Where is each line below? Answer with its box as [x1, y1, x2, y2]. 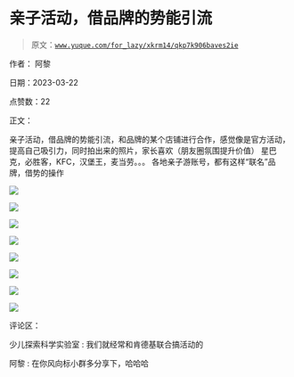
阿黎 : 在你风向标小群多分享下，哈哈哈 [9, 357, 149, 368]
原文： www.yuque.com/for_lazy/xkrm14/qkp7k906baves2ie [30, 39, 239, 50]
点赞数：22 [9, 95, 51, 107]
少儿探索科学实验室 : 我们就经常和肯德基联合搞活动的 [9, 339, 203, 349]
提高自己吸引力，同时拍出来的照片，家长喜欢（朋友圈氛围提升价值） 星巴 [9, 144, 277, 156]
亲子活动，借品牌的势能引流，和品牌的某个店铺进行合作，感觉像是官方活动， [9, 134, 290, 144]
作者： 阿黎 [9, 58, 51, 69]
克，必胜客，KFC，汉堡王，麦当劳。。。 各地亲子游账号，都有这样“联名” [9, 156, 269, 167]
